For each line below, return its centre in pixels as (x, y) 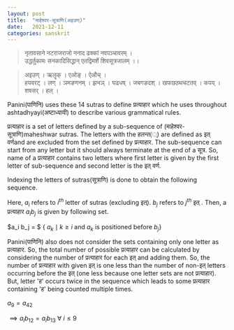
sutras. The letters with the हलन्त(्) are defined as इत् (135, 134)
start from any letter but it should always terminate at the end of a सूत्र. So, (113, 150)
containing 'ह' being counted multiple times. (70, 289)
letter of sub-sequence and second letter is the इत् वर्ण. (84, 166)
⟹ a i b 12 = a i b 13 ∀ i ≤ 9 (43, 319)
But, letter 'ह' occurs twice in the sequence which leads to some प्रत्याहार (109, 281)
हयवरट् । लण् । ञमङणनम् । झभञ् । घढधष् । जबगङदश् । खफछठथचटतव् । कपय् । (123, 83)
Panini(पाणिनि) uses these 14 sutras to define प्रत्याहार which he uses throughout (117, 105)
